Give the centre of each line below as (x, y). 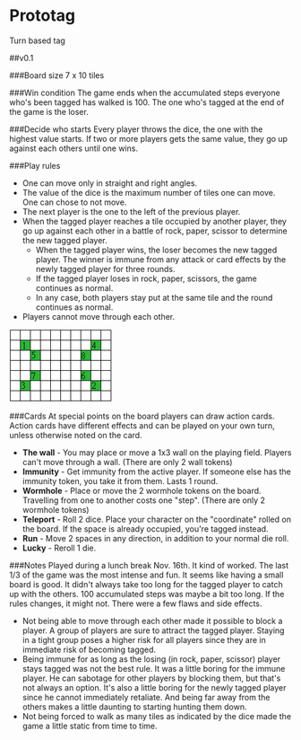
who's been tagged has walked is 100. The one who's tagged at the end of (147, 102)
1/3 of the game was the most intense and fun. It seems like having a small (146, 575)
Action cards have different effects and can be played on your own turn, (142, 425)
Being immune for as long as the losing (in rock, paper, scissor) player (151, 659)
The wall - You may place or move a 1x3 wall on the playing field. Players (157, 452)
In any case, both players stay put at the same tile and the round (154, 297)
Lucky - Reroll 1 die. (59, 548)
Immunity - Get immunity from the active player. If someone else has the (156, 471)
